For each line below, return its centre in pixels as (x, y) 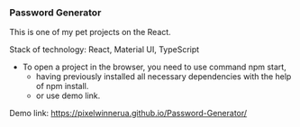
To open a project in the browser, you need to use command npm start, (154, 67)
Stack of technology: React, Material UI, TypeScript (105, 50)
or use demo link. (68, 95)
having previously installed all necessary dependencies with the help (164, 77)
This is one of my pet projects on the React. (90, 32)
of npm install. (62, 86)
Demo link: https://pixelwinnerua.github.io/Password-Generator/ (128, 113)
